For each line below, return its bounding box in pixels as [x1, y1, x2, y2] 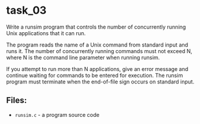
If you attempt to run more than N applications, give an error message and [6, 65, 189, 72]
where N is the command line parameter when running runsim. [6, 54, 160, 61]
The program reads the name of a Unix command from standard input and [6, 41, 189, 48]
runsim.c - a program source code [14, 111, 100, 118]
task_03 [6, 4, 47, 17]
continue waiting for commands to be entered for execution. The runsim [6, 72, 183, 79]
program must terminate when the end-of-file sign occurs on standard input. [6, 78, 195, 85]
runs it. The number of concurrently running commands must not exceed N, [6, 47, 192, 54]
